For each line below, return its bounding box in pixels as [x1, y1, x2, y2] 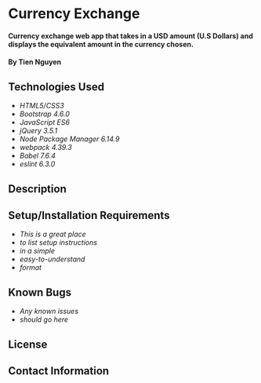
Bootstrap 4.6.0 [19, 109, 71, 119]
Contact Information [8, 364, 110, 378]
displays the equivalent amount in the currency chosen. [8, 39, 194, 49]
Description [8, 182, 67, 195]
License [8, 337, 48, 351]
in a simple [19, 246, 56, 256]
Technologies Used [8, 80, 104, 93]
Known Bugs [8, 286, 72, 299]
